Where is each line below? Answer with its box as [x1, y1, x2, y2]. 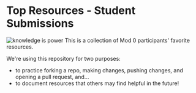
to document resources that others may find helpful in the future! [15, 80, 179, 87]
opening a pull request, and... [15, 73, 89, 80]
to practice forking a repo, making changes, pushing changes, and [15, 66, 184, 74]
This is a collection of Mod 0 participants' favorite [64, 36, 190, 44]
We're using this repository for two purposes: [6, 55, 121, 62]
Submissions [6, 16, 74, 30]
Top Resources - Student [6, 4, 136, 18]
